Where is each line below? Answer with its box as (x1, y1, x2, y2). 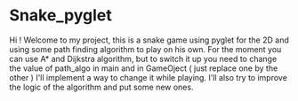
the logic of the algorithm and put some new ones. (9, 82, 194, 92)
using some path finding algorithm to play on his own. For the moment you (9, 43, 282, 54)
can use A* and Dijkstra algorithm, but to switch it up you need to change (9, 53, 278, 64)
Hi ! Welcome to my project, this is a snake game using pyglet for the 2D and (9, 35, 289, 45)
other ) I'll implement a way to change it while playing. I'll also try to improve (9, 72, 287, 82)
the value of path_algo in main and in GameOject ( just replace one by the (9, 63, 278, 74)
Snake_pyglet (9, 5, 113, 26)
